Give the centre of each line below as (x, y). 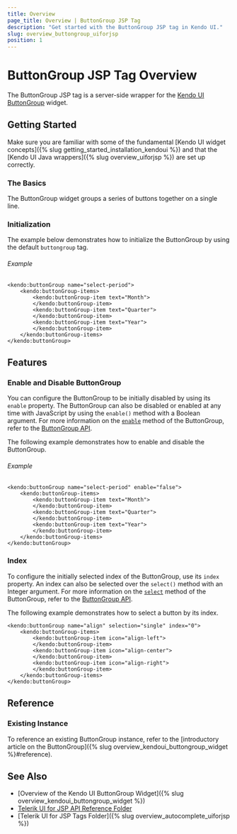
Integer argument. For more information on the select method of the (107, 591)
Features (27, 363)
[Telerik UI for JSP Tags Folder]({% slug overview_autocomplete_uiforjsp (123, 816)
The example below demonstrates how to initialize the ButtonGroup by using (118, 240)
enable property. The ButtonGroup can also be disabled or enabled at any (114, 406)
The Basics (27, 183)
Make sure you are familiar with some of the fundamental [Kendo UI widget (117, 142)
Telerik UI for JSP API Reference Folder (75, 808)
